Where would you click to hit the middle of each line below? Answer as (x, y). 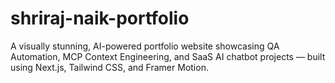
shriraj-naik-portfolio (100, 18)
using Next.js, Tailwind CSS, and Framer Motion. (109, 67)
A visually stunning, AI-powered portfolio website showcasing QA (145, 46)
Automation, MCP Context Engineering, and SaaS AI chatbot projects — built (168, 56)
